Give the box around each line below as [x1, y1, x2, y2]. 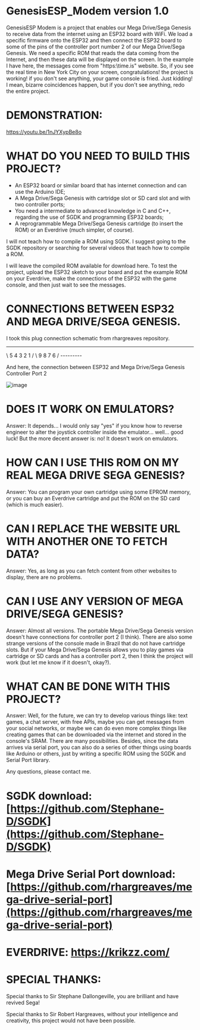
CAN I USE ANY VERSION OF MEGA [6, 594, 183, 608]
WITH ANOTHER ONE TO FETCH [6, 534, 168, 548]
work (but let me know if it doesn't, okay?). [6, 659, 111, 666]
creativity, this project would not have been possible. [6, 1017, 136, 1024]
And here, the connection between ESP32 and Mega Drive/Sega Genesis [6, 363, 185, 370]
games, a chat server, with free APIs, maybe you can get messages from [6, 718, 185, 726]
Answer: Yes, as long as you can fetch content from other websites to [6, 567, 177, 574]
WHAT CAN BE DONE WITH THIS [6, 679, 171, 693]
